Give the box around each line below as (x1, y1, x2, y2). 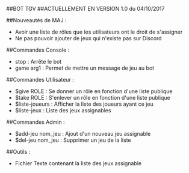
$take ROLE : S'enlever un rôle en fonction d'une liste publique (14, 94, 170, 101)
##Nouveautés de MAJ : (6, 17, 67, 23)
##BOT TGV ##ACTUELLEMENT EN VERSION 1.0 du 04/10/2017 (6, 5, 165, 12)
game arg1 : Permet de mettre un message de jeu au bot (14, 64, 155, 71)
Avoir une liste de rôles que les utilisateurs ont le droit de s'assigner (14, 28, 183, 35)
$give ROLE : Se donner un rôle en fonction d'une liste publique (14, 88, 173, 95)
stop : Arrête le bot (14, 58, 62, 65)
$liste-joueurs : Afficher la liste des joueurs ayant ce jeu (14, 100, 153, 108)
